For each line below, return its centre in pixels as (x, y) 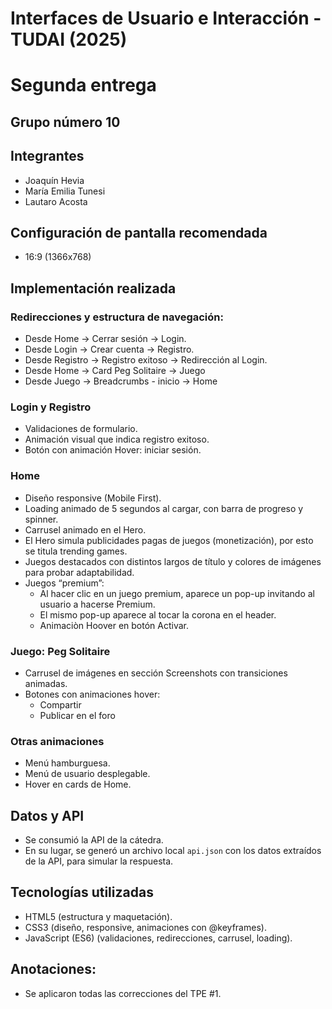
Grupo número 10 (65, 122)
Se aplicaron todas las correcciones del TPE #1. (123, 993)
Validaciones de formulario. (81, 429)
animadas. (46, 683)
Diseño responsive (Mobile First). (93, 498)
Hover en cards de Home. (78, 784)
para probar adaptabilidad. (79, 572)
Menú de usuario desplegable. (87, 774)
